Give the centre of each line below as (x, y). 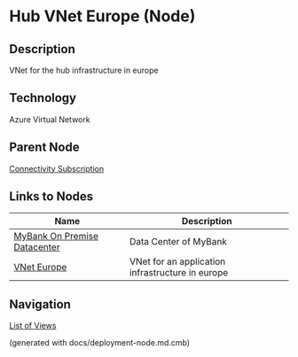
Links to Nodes (51, 197)
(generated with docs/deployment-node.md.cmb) (100, 343)
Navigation (40, 304)
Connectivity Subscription (57, 168)
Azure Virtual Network (50, 119)
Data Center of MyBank (178, 242)
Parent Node (44, 147)
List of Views (33, 326)
